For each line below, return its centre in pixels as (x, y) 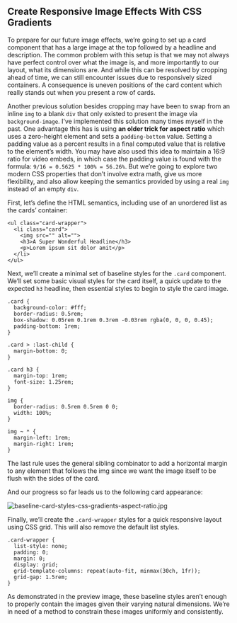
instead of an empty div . (43, 189)
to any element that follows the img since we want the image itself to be (112, 471)
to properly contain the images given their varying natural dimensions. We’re (118, 604)
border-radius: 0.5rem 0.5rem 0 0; (66, 406)
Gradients (30, 23)
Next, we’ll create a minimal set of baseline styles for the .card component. (117, 273)
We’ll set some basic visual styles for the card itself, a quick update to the (114, 281)
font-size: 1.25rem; (44, 382)
